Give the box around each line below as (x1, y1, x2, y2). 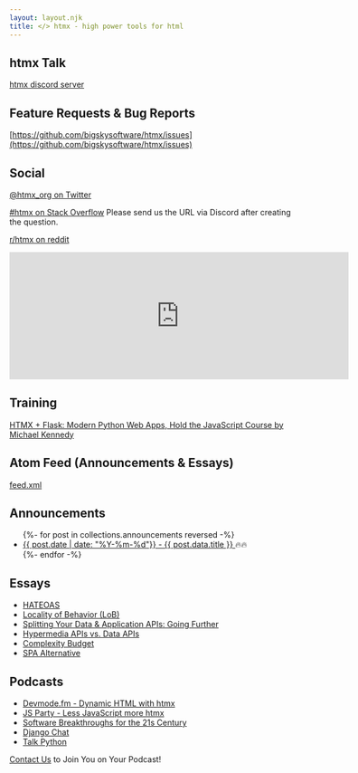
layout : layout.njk (9, 13, 83, 23)
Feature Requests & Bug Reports (9, 105, 196, 120)
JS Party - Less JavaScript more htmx (22, 708, 165, 718)
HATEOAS (22, 599, 61, 611)
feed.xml (9, 479, 42, 490)
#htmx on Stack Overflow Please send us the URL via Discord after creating (9, 206, 291, 217)
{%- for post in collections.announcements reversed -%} (22, 530, 235, 540)
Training (9, 396, 58, 411)
